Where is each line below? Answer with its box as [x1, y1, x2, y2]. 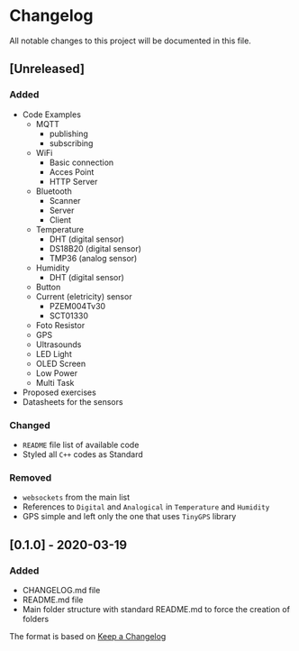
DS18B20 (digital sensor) [49, 243, 142, 253]
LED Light [35, 348, 72, 359]
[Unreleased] [9, 61, 86, 77]
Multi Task [35, 377, 75, 388]
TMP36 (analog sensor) [49, 252, 138, 263]
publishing [49, 128, 88, 139]
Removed [9, 471, 52, 483]
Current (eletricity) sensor [35, 290, 132, 302]
